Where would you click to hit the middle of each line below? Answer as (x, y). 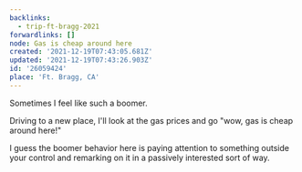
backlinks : (30, 18)
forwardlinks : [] (42, 35)
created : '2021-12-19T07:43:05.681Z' (81, 52)
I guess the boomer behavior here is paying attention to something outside (150, 147)
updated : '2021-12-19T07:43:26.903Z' (81, 60)
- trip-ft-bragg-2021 (59, 26)
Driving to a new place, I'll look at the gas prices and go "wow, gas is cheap (151, 120)
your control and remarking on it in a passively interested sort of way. (140, 157)
